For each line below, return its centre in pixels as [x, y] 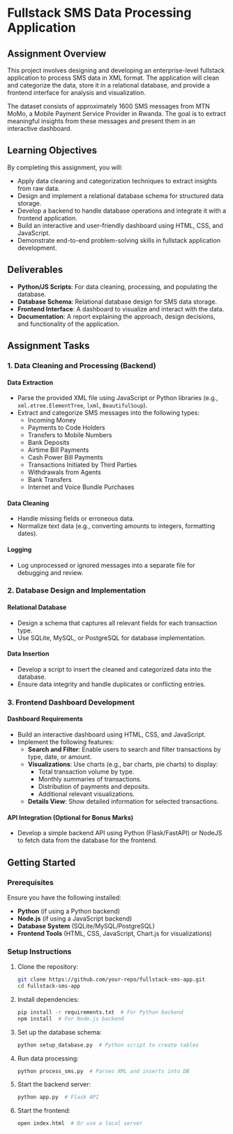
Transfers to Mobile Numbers [70, 435]
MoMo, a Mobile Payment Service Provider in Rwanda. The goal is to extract [117, 114]
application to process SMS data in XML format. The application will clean [113, 78]
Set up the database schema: [60, 1032]
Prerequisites [30, 882]
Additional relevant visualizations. [86, 794]
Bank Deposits [48, 443]
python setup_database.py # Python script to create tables [108, 1045]
